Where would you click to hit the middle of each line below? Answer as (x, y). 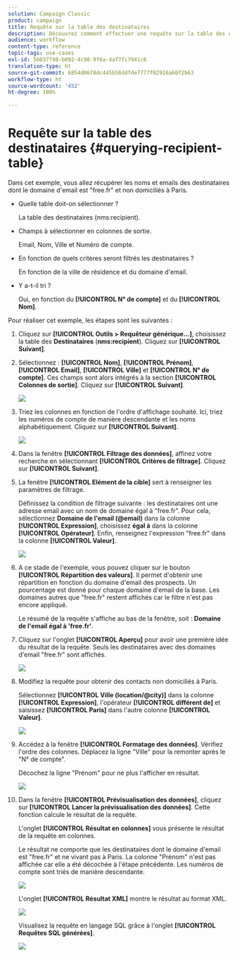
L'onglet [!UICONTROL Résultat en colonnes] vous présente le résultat (121, 828)
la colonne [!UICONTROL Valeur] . (67, 541)
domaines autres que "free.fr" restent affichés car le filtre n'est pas (115, 597)
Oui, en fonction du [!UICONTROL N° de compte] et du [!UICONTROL (119, 299)
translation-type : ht (40, 66)
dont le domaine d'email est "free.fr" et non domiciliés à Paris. (98, 190)
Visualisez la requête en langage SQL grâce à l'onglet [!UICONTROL (117, 925)
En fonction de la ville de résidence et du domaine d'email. (103, 272)
